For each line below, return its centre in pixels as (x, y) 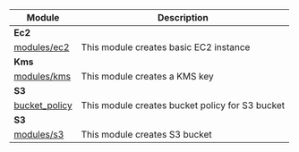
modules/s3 (39, 135)
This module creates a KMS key (147, 76)
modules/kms (43, 76)
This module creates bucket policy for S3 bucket (183, 105)
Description (183, 17)
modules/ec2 (42, 47)
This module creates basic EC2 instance (166, 47)
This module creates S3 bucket (146, 135)
